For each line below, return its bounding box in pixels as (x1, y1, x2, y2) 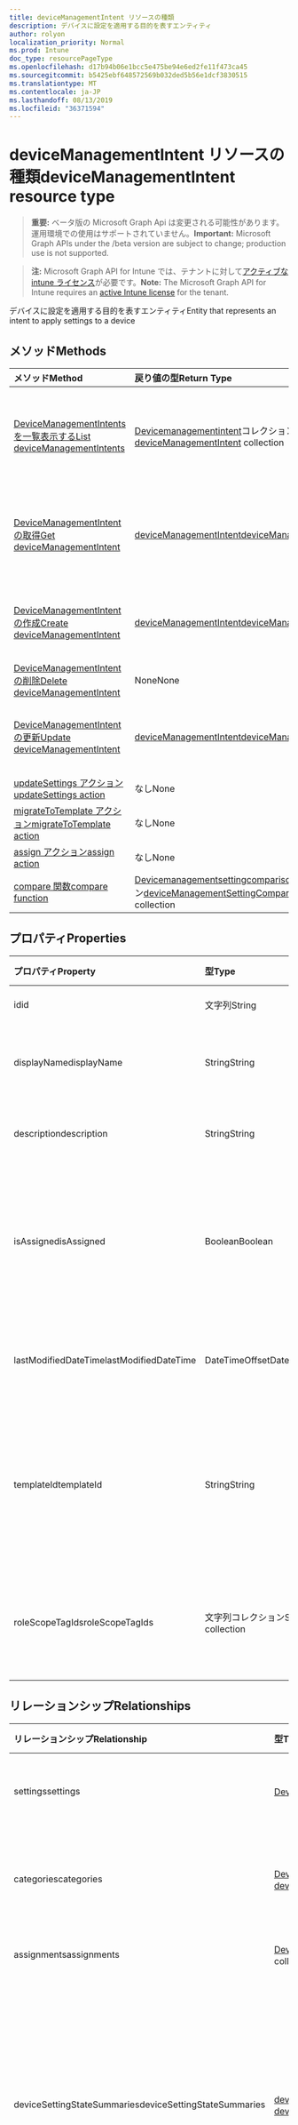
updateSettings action (13, 788, 106, 801)
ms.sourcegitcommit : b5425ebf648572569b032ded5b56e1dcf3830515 (9, 71, 248, 80)
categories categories (13, 1873, 103, 1885)
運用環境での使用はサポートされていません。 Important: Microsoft (30, 228, 271, 239)
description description (13, 1127, 108, 1139)
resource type (9, 187, 115, 207)
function (13, 892, 49, 904)
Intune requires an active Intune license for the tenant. (30, 287, 229, 298)
